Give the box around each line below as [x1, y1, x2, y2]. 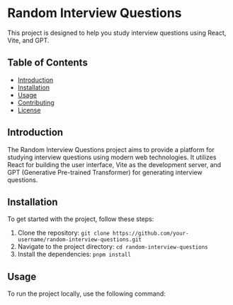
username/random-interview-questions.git [17, 236, 142, 243]
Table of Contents [7, 57, 89, 69]
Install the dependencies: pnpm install [17, 250, 131, 259]
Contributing [17, 98, 55, 107]
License [17, 105, 41, 114]
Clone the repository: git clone [17, 229, 110, 237]
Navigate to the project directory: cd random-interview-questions [17, 242, 208, 251]
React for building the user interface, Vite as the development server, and [7, 160, 222, 168]
